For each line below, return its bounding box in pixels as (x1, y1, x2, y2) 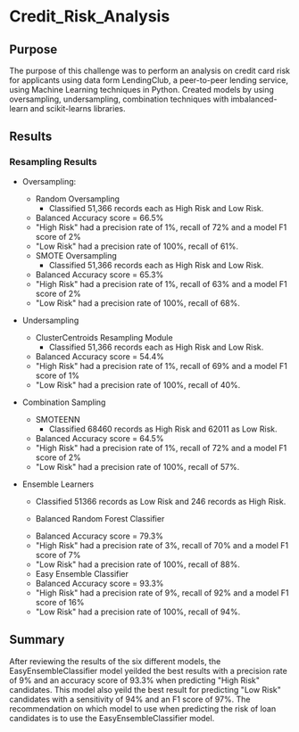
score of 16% (35, 596, 85, 607)
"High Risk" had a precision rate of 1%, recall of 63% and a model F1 (35, 278, 287, 289)
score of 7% (35, 549, 81, 560)
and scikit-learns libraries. (29, 103, 126, 113)
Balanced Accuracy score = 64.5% (35, 432, 164, 443)
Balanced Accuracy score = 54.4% (35, 350, 165, 362)
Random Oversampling (35, 193, 120, 204)
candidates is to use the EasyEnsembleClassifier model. (9, 712, 215, 723)
